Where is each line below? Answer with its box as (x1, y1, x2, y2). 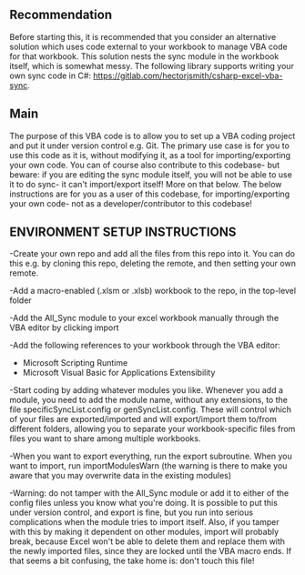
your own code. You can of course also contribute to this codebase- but (9, 159, 280, 170)
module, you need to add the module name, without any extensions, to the (9, 395, 289, 406)
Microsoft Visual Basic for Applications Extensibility (22, 368, 216, 378)
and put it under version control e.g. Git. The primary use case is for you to (9, 140, 290, 151)
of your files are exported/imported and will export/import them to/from (9, 414, 278, 425)
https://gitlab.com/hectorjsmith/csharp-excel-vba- (93, 70, 283, 81)
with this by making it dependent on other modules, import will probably (9, 527, 280, 538)
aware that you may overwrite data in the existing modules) (9, 470, 232, 481)
